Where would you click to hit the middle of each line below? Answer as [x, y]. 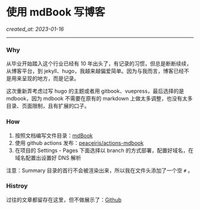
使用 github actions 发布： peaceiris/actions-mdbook [79, 142]
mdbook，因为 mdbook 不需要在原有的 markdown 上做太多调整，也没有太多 [99, 99]
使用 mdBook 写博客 [56, 12]
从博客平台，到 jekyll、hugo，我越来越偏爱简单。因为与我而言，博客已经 [95, 71]
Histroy [17, 186]
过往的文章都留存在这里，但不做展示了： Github [64, 199]
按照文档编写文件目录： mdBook [54, 135]
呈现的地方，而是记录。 [50, 78]
